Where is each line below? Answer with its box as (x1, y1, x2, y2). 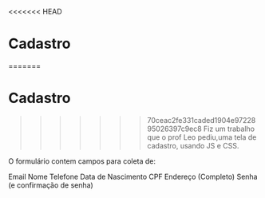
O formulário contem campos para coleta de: (8, 156, 156, 166)
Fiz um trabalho (203, 124, 255, 133)
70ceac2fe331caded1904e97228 (147, 115, 256, 125)
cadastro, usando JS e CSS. (147, 141, 239, 150)
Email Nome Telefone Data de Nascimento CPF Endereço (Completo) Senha (8, 172, 258, 181)
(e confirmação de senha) (8, 180, 93, 190)
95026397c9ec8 (147, 124, 202, 133)
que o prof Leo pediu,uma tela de (147, 132, 257, 142)
